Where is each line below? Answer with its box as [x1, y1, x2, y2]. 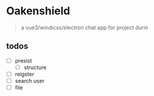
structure [23, 64, 47, 71]
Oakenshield [6, 4, 71, 18]
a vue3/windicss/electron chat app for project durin [20, 24, 149, 31]
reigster [14, 70, 35, 78]
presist [14, 57, 32, 64]
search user [14, 77, 45, 84]
